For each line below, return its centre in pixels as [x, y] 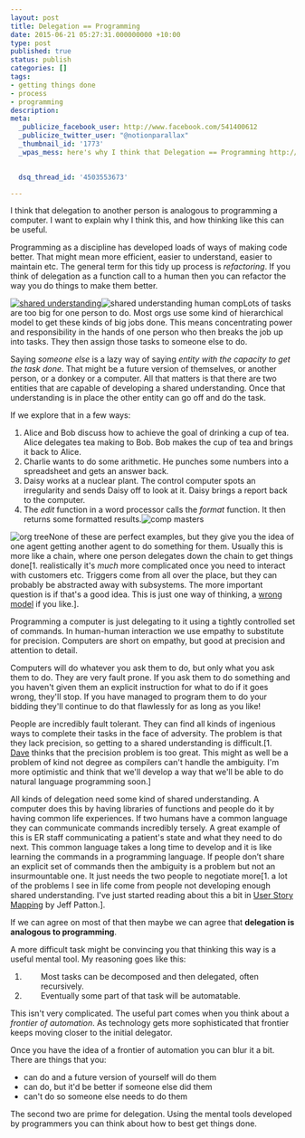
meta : [20, 119]
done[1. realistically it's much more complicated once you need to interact [148, 565]
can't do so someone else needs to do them [105, 1096]
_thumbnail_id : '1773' [61, 144]
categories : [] [39, 69]
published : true [41, 52]
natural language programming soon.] [81, 782]
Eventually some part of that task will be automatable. [140, 996]
